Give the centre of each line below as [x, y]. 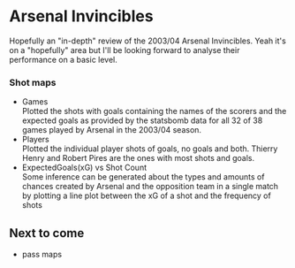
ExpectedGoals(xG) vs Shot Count [84, 168]
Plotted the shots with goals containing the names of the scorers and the [154, 111]
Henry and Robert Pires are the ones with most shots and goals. [138, 158]
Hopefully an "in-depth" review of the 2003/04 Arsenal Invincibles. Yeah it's [148, 41]
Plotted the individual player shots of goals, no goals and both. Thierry [150, 149]
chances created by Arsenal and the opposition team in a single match [150, 187]
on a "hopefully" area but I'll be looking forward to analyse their [125, 50]
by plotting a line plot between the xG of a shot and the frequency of [146, 195]
